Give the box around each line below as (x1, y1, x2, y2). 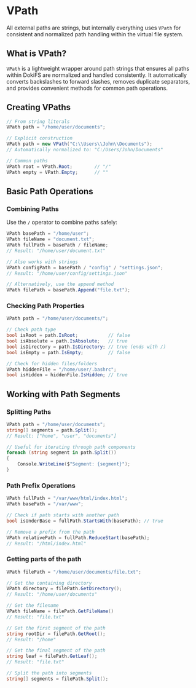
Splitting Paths (6, 407, 51, 416)
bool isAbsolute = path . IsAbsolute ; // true (6, 338, 128, 344)
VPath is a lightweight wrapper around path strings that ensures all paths (6, 65, 189, 72)
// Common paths (6, 157, 48, 164)
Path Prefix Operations (6, 481, 76, 489)
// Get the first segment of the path (6, 625, 106, 631)
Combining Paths (6, 204, 60, 213)
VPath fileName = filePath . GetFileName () (6, 608, 114, 615)
